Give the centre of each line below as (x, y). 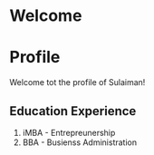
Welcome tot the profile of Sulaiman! (77, 82)
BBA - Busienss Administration (80, 142)
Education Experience (73, 111)
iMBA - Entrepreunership (69, 132)
